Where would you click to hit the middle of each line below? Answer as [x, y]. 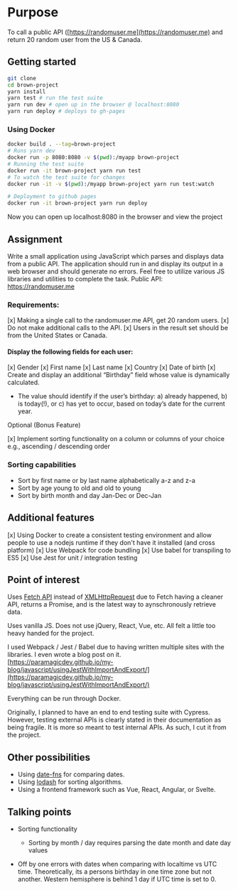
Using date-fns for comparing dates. [71, 774]
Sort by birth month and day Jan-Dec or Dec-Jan [90, 495]
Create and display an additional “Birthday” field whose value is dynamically [119, 375]
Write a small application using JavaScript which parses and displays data [115, 256]
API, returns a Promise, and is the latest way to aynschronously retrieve [112, 604]
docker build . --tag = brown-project [61, 144]
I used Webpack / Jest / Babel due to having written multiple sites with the [116, 647]
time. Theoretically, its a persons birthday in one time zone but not [114, 872]
